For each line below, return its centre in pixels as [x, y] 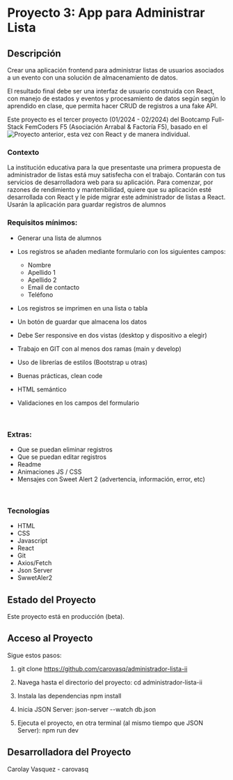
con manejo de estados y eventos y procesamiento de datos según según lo [116, 98]
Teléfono [40, 294]
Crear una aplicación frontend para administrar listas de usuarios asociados [116, 70]
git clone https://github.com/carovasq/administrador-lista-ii [102, 668]
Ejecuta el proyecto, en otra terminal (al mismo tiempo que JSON [110, 723]
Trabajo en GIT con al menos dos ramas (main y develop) [99, 348]
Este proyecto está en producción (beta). [66, 616]
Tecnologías [29, 511]
